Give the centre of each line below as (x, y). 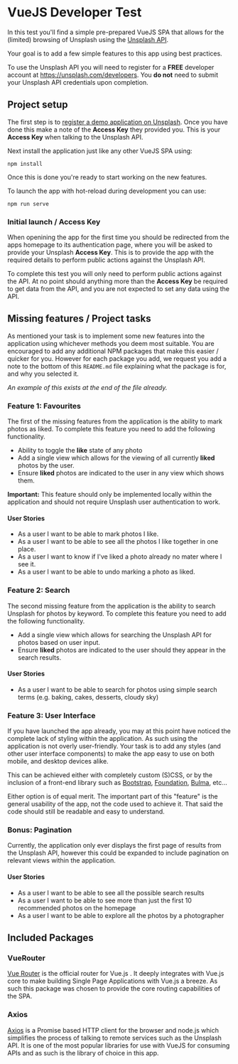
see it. (27, 564)
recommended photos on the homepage (77, 907)
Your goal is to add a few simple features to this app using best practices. (115, 53)
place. (27, 549)
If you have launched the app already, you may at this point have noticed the (119, 731)
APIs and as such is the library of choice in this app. (83, 1053)
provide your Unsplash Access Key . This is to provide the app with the (111, 253)
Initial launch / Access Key (54, 221)
